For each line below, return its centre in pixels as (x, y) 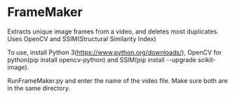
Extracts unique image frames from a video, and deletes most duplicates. (113, 31)
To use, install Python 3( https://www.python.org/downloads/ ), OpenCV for (115, 52)
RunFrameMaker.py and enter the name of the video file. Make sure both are (117, 80)
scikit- (207, 59)
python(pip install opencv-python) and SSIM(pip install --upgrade (102, 59)
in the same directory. (39, 88)
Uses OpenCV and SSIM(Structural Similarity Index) (82, 38)
